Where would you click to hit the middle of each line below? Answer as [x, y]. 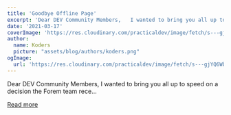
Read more [23, 104]
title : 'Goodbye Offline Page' [52, 13]
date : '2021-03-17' [35, 26]
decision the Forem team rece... [52, 91]
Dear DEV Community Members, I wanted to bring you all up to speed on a [113, 84]
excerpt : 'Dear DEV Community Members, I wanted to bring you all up [112, 20]
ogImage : [20, 58]
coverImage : [24, 33]
